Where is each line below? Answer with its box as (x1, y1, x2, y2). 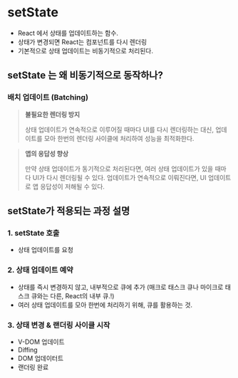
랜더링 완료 (17, 362, 49, 371)
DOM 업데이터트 (17, 354, 64, 362)
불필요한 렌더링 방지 (24, 110, 81, 118)
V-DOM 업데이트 (17, 337, 66, 346)
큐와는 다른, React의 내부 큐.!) (31, 291, 115, 300)
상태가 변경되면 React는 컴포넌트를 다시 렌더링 (17, 37, 148, 46)
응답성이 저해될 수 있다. (40, 182, 105, 191)
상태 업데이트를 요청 (17, 246, 73, 254)
